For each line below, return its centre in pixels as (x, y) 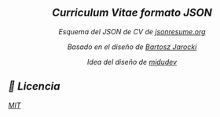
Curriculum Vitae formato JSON (132, 13)
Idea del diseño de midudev (132, 62)
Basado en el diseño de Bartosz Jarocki (132, 47)
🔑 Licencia (34, 86)
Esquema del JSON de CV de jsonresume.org (132, 31)
